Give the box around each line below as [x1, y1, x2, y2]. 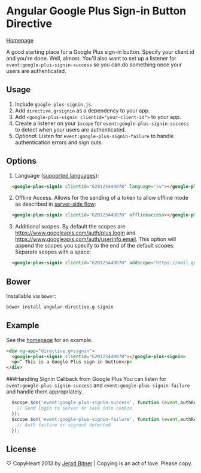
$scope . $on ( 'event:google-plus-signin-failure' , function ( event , [11, 416, 181, 422]
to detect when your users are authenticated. [14, 126, 127, 133]
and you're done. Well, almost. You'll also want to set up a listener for [6, 54, 176, 62]
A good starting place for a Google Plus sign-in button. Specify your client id [6, 48, 194, 55]
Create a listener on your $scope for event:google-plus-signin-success [14, 120, 190, 127]
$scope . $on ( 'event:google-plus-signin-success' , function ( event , [11, 399, 181, 406]
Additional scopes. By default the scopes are [14, 223, 126, 230]
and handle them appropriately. [6, 388, 84, 395]
